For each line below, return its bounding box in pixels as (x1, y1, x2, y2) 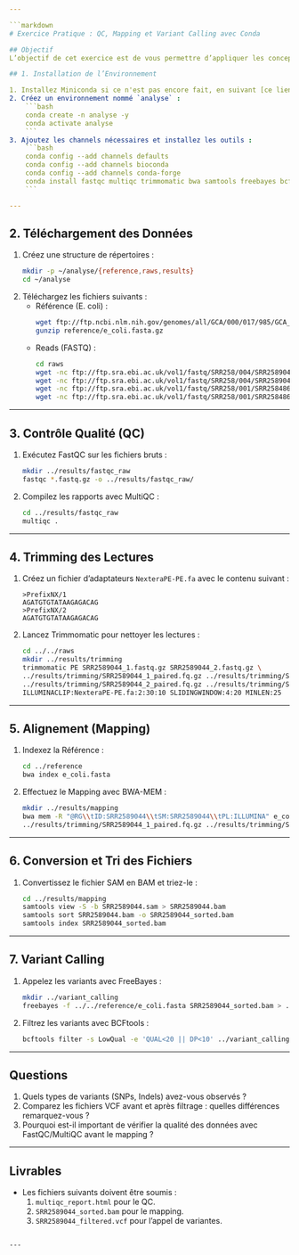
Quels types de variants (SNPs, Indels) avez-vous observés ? (21, 1091, 247, 1102)
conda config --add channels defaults (25, 152, 169, 161)
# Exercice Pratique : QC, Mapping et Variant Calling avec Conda (9, 29, 261, 38)
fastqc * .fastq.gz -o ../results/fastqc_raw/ (21, 474, 194, 484)
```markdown (9, 21, 53, 29)
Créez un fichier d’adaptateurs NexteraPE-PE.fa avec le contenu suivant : (21, 573, 289, 584)
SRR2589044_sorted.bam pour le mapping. (35, 1206, 184, 1217)
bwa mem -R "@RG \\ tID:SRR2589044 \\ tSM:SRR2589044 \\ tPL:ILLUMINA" (21, 812, 270, 821)
